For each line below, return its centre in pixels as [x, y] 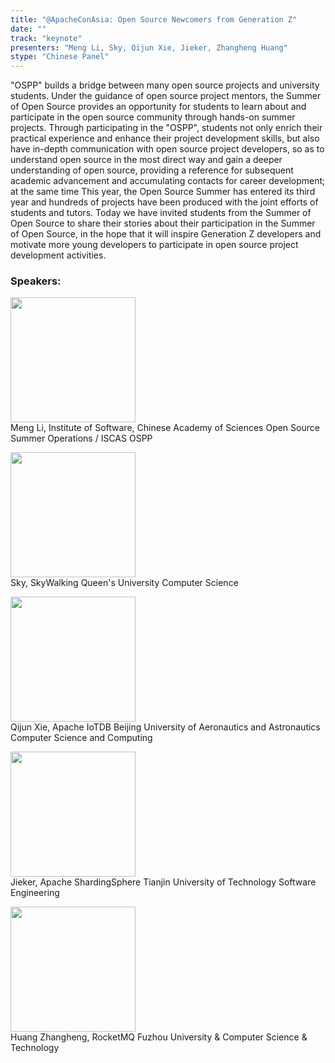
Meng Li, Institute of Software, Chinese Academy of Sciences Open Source [165, 428]
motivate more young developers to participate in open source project [154, 245]
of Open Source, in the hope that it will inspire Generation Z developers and [166, 234]
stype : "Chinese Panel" [60, 57]
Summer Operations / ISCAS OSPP [81, 438]
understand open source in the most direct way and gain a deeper [146, 160]
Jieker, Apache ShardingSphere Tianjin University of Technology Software [163, 882]
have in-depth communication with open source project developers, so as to [167, 149]
